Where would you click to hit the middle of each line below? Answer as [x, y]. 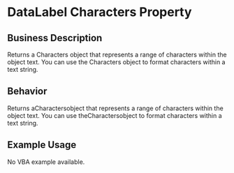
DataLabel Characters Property [100, 12]
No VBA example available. [46, 162]
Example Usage [42, 145]
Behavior [27, 91]
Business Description [55, 38]
